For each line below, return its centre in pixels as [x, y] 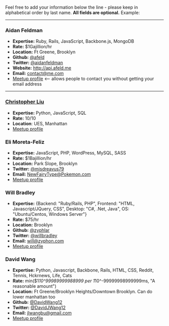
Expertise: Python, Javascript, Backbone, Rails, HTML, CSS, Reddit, [83, 270]
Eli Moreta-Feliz [25, 142]
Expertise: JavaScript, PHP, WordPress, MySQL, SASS [69, 152]
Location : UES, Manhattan [40, 123]
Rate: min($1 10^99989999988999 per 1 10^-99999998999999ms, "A [84, 281]
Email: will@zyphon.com [38, 241]
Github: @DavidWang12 [37, 302]
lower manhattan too [34, 297]
